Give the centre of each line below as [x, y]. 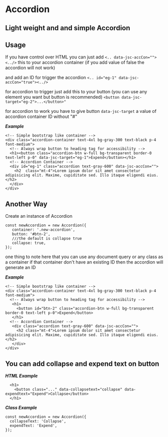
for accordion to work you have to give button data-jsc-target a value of [81, 111]
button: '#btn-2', [31, 234]
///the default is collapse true [47, 239]
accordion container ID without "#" [41, 116]
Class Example [21, 408]
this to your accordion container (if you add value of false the [81, 63]
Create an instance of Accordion [39, 216]
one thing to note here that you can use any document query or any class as [84, 257]
